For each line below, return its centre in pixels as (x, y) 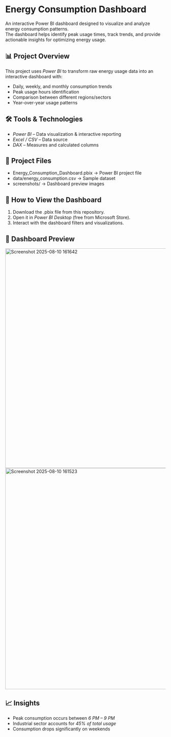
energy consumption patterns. (37, 28)
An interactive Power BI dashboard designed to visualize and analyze (78, 23)
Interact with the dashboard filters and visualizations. (68, 223)
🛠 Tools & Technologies (44, 119)
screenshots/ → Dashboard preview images (58, 184)
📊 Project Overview (37, 56)
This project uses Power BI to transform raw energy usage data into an (79, 71)
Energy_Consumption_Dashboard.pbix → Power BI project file (77, 173)
